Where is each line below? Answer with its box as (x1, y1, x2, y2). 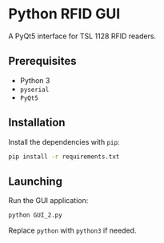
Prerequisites (8, 54, 77, 68)
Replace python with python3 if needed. (8, 225, 137, 236)
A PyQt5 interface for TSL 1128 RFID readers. (8, 31, 157, 41)
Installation (8, 116, 66, 129)
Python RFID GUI (8, 5, 121, 23)
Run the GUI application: (8, 196, 89, 205)
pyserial (19, 86, 50, 94)
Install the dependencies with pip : (8, 137, 120, 146)
